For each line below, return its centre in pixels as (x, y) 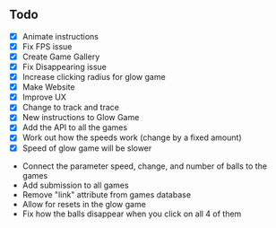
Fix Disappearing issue (65, 67)
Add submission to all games (75, 185)
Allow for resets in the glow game (84, 204)
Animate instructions (60, 36)
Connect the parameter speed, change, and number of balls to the (144, 166)
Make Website (48, 87)
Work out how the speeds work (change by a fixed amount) (132, 137)
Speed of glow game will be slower (87, 148)
